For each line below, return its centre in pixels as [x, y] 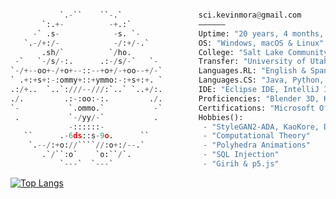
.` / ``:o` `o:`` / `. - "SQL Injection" [160, 155]
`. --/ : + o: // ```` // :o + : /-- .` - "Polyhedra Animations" [169, 145]
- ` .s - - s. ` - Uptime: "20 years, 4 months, [178, 33]
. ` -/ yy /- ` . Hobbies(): [129, 117]
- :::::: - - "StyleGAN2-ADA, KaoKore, [194, 127]
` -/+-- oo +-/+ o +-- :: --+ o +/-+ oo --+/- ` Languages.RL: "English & [158, 71]
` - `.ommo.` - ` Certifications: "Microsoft [162, 108]
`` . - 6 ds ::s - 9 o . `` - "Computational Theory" [167, 136]
